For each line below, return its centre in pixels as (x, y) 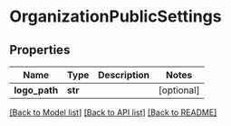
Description (124, 75)
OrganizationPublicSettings (115, 17)
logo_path (36, 90)
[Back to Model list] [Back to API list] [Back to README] (113, 112)
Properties (40, 50)
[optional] (179, 90)
